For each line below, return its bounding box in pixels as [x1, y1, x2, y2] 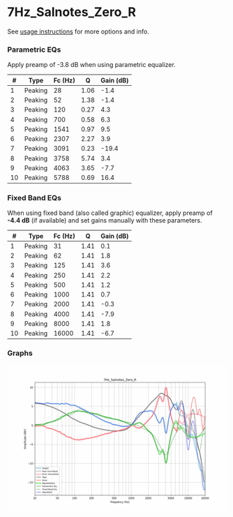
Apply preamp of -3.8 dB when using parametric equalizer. [7, 61, 176, 69]
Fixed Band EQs [7, 193, 61, 202]
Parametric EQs [7, 45, 61, 54]
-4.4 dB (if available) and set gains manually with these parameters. [7, 216, 202, 225]
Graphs [7, 348, 33, 358]
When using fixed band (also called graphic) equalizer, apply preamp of [7, 209, 213, 217]
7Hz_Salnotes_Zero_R [7, 4, 136, 20]
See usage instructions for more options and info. [7, 27, 150, 36]
